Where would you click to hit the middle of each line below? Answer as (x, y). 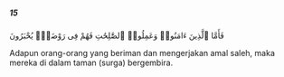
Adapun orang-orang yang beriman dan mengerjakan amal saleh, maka (142, 53)
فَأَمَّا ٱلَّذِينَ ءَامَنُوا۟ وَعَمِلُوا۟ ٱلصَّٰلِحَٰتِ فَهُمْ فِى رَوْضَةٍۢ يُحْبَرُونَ (117, 35)
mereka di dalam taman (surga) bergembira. (91, 63)
